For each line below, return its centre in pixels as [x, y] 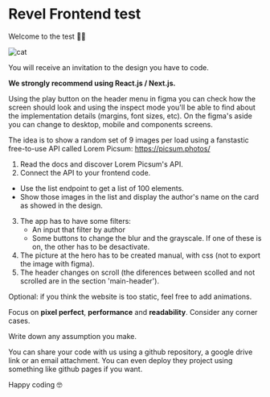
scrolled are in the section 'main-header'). [89, 281]
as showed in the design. [61, 205]
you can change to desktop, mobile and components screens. [110, 124]
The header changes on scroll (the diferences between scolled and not [137, 272]
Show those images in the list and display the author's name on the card [139, 196]
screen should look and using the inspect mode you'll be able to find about [132, 107]
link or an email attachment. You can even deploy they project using [121, 360]
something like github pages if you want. [76, 369]
